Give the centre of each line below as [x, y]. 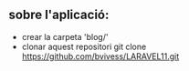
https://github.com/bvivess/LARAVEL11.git [100, 56]
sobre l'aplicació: [59, 15]
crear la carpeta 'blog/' [65, 36]
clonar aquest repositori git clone [84, 46]
